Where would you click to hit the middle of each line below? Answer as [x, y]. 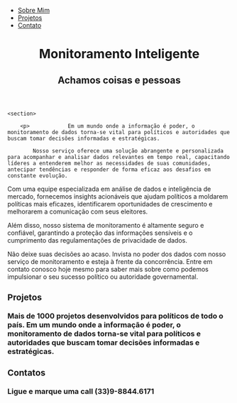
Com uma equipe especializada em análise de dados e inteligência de [109, 189]
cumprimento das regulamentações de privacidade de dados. [98, 240]
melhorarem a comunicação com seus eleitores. [78, 211]
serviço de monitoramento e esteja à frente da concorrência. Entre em [110, 261]
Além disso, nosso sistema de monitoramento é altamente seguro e [106, 225]
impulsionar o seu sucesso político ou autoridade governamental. [103, 277]
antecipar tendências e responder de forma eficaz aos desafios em [109, 170]
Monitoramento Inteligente [119, 54]
